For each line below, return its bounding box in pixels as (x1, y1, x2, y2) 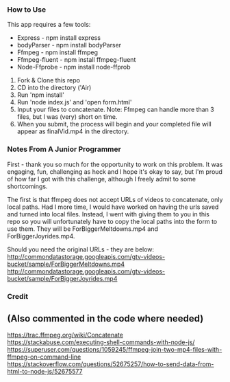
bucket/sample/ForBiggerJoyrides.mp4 (7, 274, 118, 282)
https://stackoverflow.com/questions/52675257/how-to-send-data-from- (7, 360, 214, 368)
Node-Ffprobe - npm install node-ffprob (16, 63, 131, 71)
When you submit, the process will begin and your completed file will (16, 120, 212, 128)
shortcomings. (7, 182, 48, 190)
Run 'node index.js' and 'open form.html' (16, 98, 132, 106)
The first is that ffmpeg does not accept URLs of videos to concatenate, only (7, 195, 223, 203)
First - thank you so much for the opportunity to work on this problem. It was (7, 160, 223, 168)
